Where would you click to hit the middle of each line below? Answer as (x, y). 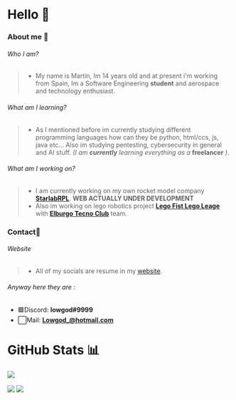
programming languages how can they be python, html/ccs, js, (127, 137)
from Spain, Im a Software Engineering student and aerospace (127, 83)
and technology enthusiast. (75, 91)
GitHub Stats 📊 (54, 350)
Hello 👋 (28, 15)
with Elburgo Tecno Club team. (81, 213)
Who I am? (23, 53)
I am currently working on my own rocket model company (120, 190)
